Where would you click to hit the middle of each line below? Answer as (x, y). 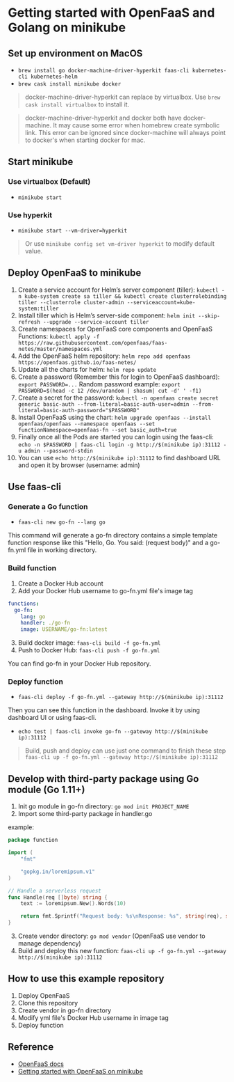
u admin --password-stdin (55, 450)
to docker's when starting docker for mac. (85, 140)
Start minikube (41, 162)
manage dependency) (50, 943)
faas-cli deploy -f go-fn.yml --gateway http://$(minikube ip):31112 (121, 698)
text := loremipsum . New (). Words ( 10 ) (74, 904)
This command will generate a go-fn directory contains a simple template (113, 535)
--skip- (209, 316)
